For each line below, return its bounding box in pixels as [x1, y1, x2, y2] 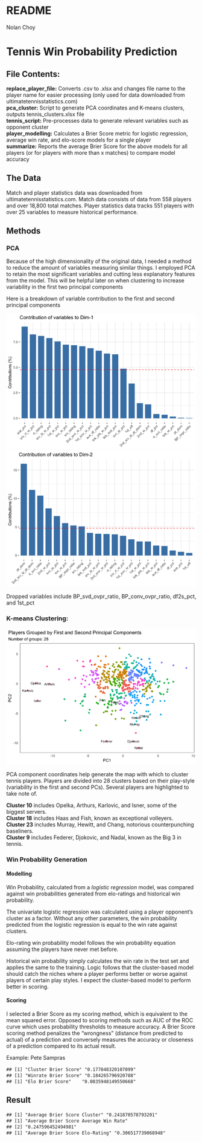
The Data [6, 173, 41, 183]
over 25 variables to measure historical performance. [6, 208, 139, 215]
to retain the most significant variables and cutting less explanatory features [6, 270, 195, 278]
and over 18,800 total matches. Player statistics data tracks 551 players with [6, 202, 194, 209]
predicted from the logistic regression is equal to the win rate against [6, 921, 177, 928]
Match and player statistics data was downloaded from [6, 189, 143, 196]
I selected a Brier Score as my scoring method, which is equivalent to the [6, 1010, 188, 1017]
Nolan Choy [6, 24, 36, 31]
